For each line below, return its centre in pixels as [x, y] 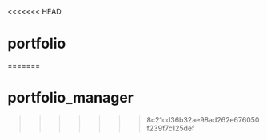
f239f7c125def [171, 128]
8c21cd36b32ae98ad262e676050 [203, 119]
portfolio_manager [70, 98]
